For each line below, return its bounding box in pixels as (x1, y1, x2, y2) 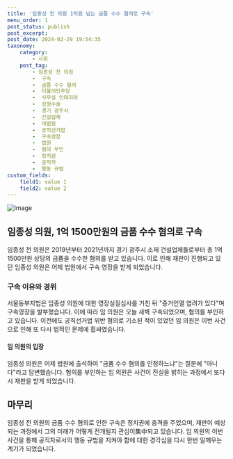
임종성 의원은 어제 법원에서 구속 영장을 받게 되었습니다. (14, 263, 163, 271)
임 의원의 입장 (7, 342, 44, 351)
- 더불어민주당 (32, 88, 71, 95)
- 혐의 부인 (32, 146, 64, 153)
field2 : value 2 (19, 185, 67, 192)
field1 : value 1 (19, 178, 67, 185)
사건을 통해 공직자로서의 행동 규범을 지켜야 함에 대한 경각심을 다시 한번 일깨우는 (7, 436, 223, 444)
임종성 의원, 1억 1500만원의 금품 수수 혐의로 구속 (7, 225, 203, 237)
